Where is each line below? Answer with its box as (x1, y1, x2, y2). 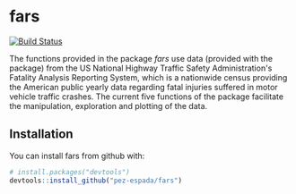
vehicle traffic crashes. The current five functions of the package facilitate (9, 91, 284, 102)
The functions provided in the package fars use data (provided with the (9, 53, 274, 63)
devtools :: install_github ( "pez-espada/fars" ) (9, 176, 182, 185)
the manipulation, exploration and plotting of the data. (9, 100, 208, 111)
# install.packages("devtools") (9, 167, 130, 176)
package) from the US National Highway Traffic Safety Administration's (9, 63, 273, 73)
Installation (9, 127, 74, 142)
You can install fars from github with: (9, 150, 145, 161)
